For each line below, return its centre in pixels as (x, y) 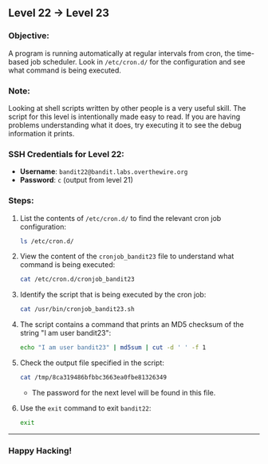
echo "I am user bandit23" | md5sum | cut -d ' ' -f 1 (113, 348)
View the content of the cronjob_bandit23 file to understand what (127, 256)
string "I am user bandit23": (65, 333)
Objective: (29, 36)
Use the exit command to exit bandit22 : (85, 408)
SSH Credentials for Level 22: (67, 154)
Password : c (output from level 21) (77, 180)
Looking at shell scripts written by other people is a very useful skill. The (127, 108)
